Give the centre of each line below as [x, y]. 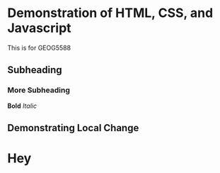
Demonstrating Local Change [73, 128]
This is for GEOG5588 [39, 48]
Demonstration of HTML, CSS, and [110, 13]
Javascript [40, 28]
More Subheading [39, 90]
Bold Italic [22, 106]
